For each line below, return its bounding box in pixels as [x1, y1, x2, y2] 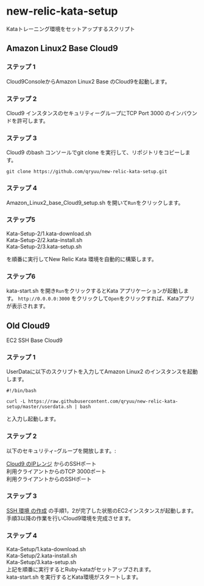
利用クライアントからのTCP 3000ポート [6, 468, 107, 475]
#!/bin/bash [6, 388, 37, 394]
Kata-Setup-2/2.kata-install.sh [6, 236, 83, 243]
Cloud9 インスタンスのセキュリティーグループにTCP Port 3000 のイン [6, 109, 181, 116]
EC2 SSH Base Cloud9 [6, 337, 63, 344]
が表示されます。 [6, 302, 49, 310]
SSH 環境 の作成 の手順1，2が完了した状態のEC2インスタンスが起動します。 [6, 507, 197, 514]
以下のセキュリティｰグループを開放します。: [6, 447, 116, 454]
